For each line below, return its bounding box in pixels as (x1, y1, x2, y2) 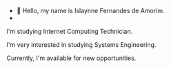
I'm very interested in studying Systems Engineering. (6, 41, 157, 48)
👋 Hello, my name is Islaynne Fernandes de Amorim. (16, 7, 165, 14)
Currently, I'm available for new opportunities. (6, 54, 137, 62)
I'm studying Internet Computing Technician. (6, 28, 133, 35)
